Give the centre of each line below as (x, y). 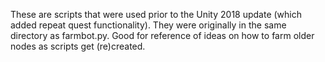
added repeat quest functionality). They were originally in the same (148, 25)
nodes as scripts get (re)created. (78, 46)
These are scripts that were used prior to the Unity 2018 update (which (156, 14)
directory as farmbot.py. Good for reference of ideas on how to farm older (162, 35)
